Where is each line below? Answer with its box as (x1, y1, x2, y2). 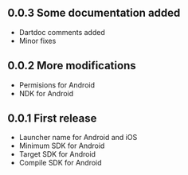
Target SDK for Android (18, 150, 96, 159)
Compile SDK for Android (18, 158, 102, 168)
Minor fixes (18, 36, 57, 45)
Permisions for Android (18, 80, 96, 90)
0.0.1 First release (7, 111, 97, 126)
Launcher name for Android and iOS (18, 133, 138, 142)
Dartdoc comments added (18, 27, 105, 37)
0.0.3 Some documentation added (7, 6, 181, 20)
